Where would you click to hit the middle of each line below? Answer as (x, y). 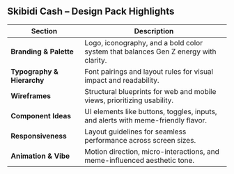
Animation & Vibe (40, 156)
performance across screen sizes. (140, 140)
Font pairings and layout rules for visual (149, 71)
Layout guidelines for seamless (135, 132)
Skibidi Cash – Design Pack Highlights (91, 11)
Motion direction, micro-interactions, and (152, 151)
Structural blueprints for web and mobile (150, 91)
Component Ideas (41, 116)
